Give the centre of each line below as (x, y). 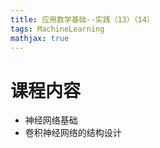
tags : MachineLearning (57, 29)
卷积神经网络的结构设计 (73, 133)
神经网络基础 (51, 120)
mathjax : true (40, 38)
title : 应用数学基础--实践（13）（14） (82, 19)
